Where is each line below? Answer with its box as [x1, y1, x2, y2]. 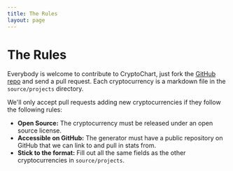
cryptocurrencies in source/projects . [17, 156, 125, 165]
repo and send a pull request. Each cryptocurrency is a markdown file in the [7, 77, 226, 86]
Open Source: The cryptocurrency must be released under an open [17, 119, 213, 128]
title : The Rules [7, 10, 58, 17]
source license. [17, 126, 62, 135]
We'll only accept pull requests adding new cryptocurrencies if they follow [7, 98, 222, 107]
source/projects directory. [7, 84, 84, 93]
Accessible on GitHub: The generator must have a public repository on [17, 134, 223, 142]
